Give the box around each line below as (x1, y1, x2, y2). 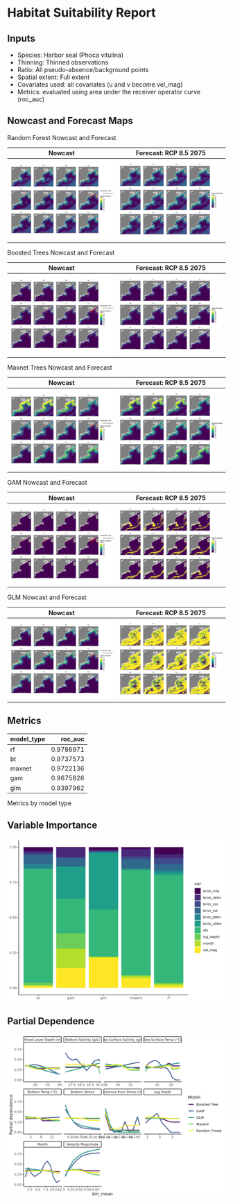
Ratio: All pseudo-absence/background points (17, 66, 149, 74)
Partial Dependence (7, 1015, 95, 1027)
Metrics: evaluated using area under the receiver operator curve (17, 88, 201, 96)
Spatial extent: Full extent (17, 73, 90, 81)
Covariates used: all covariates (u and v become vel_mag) (17, 80, 183, 88)
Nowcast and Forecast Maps (7, 115, 133, 127)
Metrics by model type (7, 799, 71, 807)
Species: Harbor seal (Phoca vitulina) (17, 51, 124, 59)
